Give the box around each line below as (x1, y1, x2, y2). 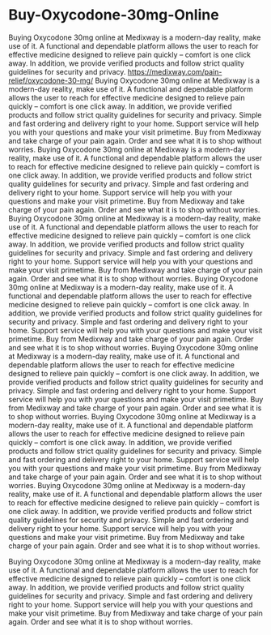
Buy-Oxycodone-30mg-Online (8, 6, 220, 24)
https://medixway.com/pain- (127, 67, 222, 76)
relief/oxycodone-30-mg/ (8, 75, 94, 85)
